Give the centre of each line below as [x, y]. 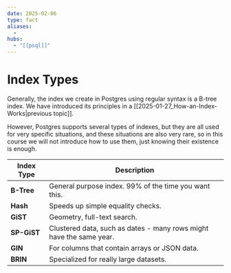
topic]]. [64, 113]
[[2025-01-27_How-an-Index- [176, 106]
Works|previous [30, 113]
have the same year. [82, 236]
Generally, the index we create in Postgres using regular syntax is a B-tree [112, 99]
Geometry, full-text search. [93, 216]
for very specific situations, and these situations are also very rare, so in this [115, 134]
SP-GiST [25, 232]
